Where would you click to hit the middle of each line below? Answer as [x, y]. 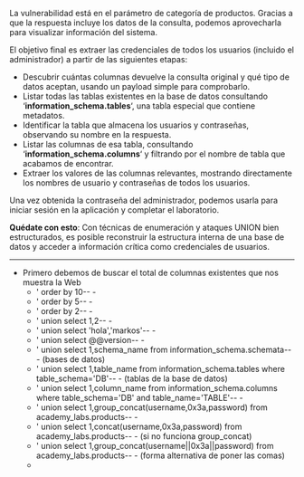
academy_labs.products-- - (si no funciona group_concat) [144, 436]
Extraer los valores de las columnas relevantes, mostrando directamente [157, 173]
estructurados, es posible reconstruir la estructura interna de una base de [147, 237]
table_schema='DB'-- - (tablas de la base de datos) [132, 378]
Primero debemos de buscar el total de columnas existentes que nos [150, 272]
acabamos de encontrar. [68, 163]
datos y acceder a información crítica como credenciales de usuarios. [139, 247]
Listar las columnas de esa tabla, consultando [108, 144]
